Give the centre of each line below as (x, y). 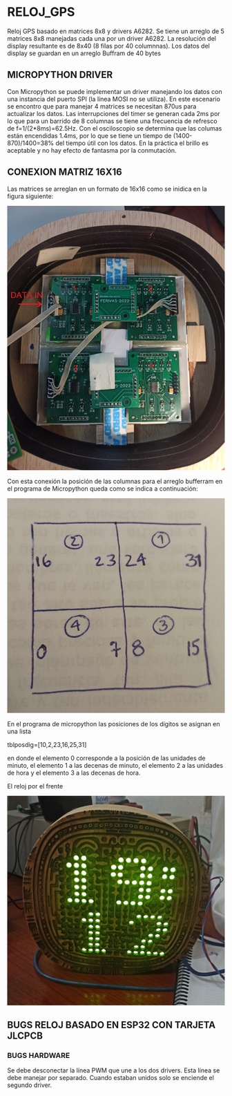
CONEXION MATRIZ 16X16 (65, 172)
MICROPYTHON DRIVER (60, 75)
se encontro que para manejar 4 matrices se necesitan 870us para (102, 106)
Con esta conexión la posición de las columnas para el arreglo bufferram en (115, 481)
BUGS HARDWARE (39, 1055)
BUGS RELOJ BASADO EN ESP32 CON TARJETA (112, 1024)
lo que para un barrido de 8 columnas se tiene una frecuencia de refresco (112, 121)
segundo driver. (30, 1085)
